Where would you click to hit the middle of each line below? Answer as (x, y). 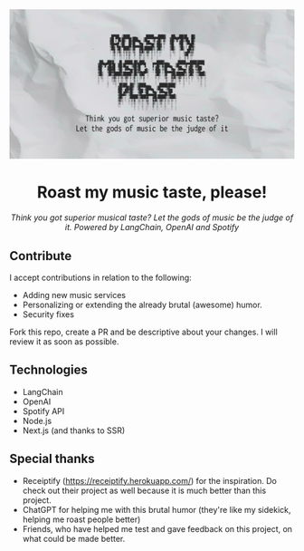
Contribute (41, 256)
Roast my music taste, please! (152, 193)
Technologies (49, 370)
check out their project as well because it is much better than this (144, 490)
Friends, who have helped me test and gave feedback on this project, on (157, 528)
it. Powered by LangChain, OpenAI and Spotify (152, 227)
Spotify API (43, 411)
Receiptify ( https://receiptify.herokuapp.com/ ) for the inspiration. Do (150, 480)
